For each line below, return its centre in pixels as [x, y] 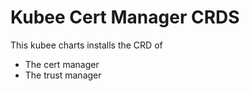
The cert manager [62, 64]
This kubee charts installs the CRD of [86, 45]
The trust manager [63, 75]
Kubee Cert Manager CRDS [125, 17]
